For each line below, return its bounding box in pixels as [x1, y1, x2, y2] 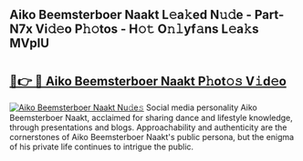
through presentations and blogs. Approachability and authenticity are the [9, 122, 287, 133]
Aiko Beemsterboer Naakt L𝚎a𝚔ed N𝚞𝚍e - [9, 7, 253, 23]
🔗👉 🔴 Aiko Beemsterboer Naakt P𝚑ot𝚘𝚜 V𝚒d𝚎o [9, 73, 287, 89]
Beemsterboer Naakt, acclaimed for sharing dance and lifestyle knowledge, [9, 113, 294, 123]
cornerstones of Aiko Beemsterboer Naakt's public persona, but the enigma [9, 132, 295, 142]
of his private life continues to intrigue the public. [9, 141, 194, 152]
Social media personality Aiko [145, 102, 257, 113]
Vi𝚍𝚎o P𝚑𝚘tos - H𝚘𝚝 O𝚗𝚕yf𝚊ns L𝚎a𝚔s [35, 22, 259, 37]
